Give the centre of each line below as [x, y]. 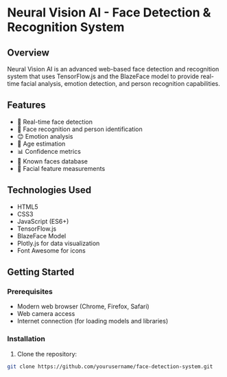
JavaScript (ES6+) [43, 221]
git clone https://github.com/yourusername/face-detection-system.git [110, 366]
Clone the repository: [47, 354]
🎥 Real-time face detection [55, 122]
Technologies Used [49, 190]
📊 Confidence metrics [49, 151]
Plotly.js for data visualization [58, 243]
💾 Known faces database [52, 161]
